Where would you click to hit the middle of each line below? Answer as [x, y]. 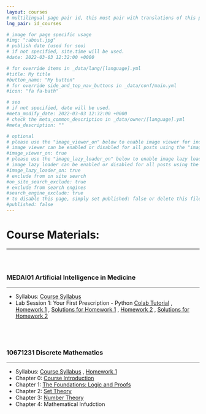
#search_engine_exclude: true [45, 193]
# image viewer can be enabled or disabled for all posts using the [96, 148]
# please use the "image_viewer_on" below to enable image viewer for [98, 142]
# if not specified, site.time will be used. [65, 52]
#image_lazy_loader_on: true [44, 170]
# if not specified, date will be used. [59, 108]
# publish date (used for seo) [46, 46]
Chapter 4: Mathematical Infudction [60, 404]
